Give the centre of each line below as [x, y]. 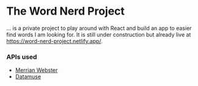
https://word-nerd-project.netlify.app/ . [54, 41]
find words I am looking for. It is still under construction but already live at [99, 34]
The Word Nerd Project [66, 11]
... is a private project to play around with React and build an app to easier [99, 28]
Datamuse [28, 77]
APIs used [22, 57]
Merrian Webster [36, 70]
